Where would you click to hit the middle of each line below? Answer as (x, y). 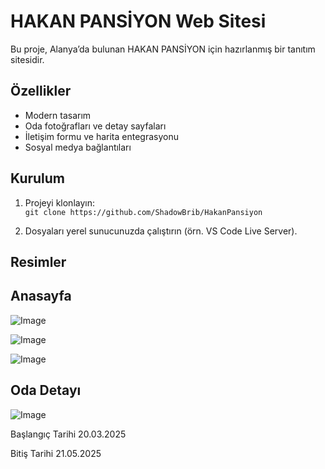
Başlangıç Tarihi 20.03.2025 (68, 434)
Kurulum (38, 178)
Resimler (38, 261)
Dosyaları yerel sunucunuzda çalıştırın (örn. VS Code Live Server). (161, 231)
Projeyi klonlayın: (59, 202)
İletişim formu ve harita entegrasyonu (101, 136)
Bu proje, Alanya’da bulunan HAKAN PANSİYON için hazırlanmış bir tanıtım (163, 49)
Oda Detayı (46, 390)
